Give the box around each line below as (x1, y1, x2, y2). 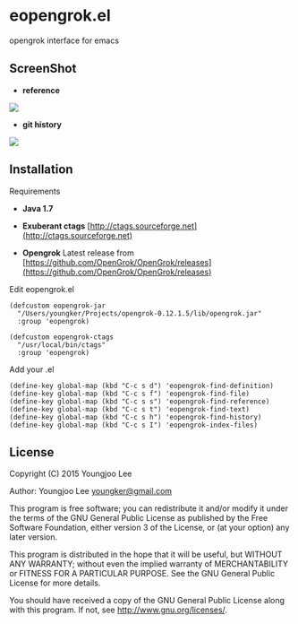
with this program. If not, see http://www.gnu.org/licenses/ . (9, 604, 228, 615)
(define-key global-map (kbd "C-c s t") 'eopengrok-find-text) (9, 404, 251, 413)
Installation (9, 162, 73, 178)
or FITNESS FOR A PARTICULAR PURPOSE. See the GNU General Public (9, 568, 276, 579)
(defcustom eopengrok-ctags (9, 333, 115, 342)
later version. (9, 532, 58, 542)
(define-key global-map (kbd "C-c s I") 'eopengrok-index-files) (9, 420, 258, 429)
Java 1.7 (21, 203, 54, 213)
